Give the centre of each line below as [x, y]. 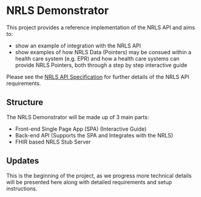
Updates [23, 161]
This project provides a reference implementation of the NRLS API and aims [101, 27]
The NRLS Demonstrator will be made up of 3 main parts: [78, 117]
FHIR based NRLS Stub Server [53, 142]
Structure [25, 102]
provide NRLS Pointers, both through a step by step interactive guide [101, 65]
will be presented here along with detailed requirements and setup [89, 182]
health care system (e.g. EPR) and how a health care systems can [97, 58]
